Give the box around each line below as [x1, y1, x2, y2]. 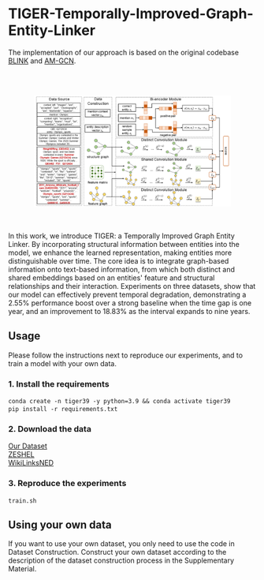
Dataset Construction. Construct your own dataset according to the [8, 548, 227, 557]
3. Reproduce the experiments [8, 478, 127, 489]
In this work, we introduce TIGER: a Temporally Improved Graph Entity [8, 230, 235, 241]
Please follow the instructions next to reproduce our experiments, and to [8, 350, 243, 360]
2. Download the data [8, 423, 92, 434]
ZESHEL [8, 450, 35, 459]
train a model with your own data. [8, 358, 117, 368]
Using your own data [8, 518, 112, 532]
